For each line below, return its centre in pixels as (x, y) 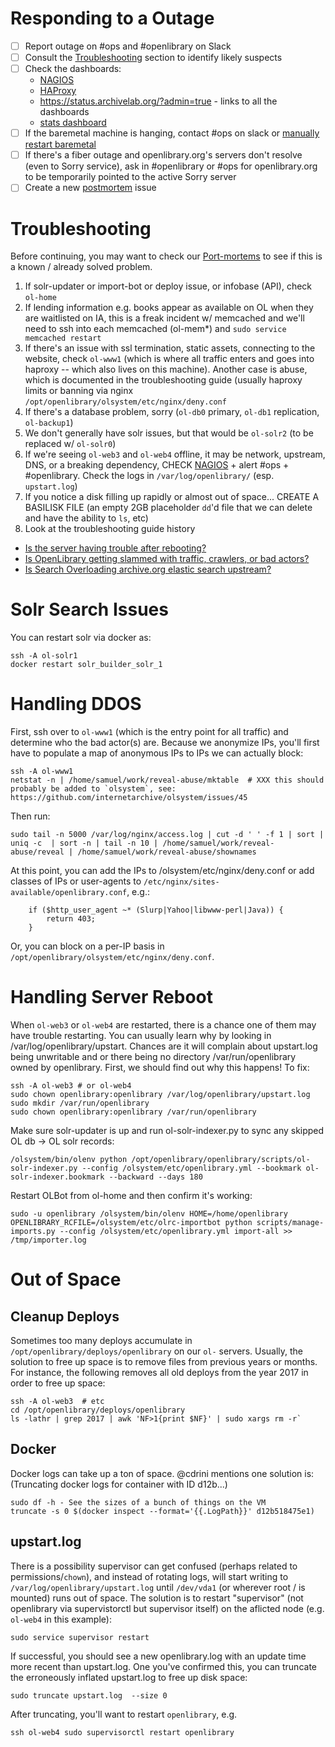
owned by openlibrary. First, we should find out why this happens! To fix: (160, 1068)
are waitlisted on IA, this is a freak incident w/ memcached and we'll (164, 318)
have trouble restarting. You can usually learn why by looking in (141, 1036)
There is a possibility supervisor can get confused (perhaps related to (154, 1566)
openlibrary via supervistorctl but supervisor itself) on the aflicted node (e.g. (167, 1608)
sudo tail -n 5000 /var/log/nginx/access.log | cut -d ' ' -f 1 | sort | (167, 835)
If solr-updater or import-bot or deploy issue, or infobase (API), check (168, 286)
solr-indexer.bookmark (57, 1177)
